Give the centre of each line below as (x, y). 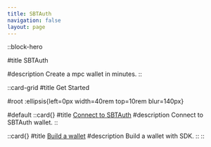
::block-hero (25, 47)
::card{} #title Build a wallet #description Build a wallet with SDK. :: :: (106, 136)
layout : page (26, 27)
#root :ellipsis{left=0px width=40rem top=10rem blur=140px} (96, 101)
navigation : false (34, 20)
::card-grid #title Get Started (49, 88)
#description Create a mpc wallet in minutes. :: (75, 74)
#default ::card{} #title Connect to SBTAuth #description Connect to (105, 115)
